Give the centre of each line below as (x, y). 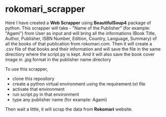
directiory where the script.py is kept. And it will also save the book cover (80, 54)
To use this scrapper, (27, 69)
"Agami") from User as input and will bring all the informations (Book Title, (81, 33)
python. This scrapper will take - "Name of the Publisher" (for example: (78, 28)
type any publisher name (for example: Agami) (60, 99)
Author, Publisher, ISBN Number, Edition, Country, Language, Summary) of (81, 39)
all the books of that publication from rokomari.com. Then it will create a (79, 43)
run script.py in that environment (46, 94)
